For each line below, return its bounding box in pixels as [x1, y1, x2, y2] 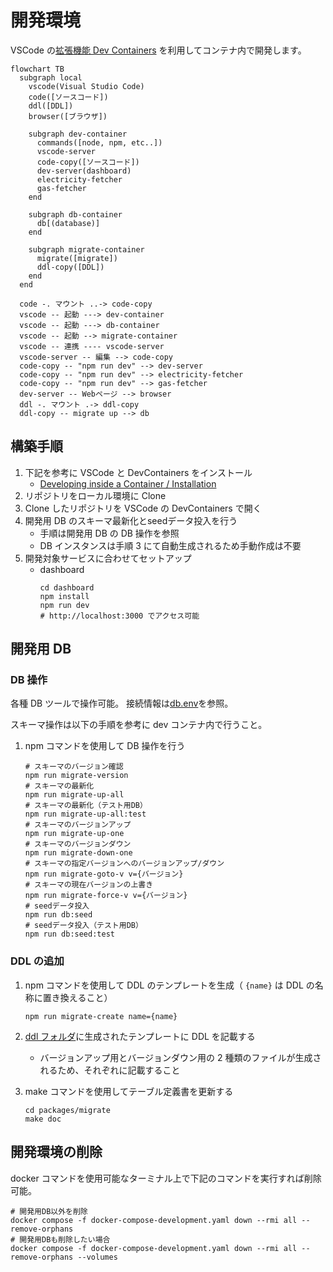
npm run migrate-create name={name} [24, 1011, 178, 1021]
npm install [39, 591, 90, 601]
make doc [24, 1114, 62, 1124]
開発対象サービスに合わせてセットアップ [24, 552, 192, 564]
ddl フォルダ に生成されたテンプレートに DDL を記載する [24, 1030, 256, 1042]
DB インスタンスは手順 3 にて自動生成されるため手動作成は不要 [39, 539, 302, 551]
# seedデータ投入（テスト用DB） [24, 921, 143, 931]
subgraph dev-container [28, 129, 128, 139]
